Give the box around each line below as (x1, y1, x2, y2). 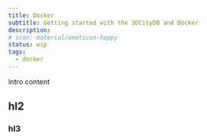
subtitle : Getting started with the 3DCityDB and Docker (8, 19, 199, 27)
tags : (8, 48, 26, 56)
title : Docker (8, 11, 55, 20)
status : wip (8, 41, 47, 49)
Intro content (8, 76, 50, 87)
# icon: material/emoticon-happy (8, 33, 118, 42)
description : (8, 26, 51, 34)
